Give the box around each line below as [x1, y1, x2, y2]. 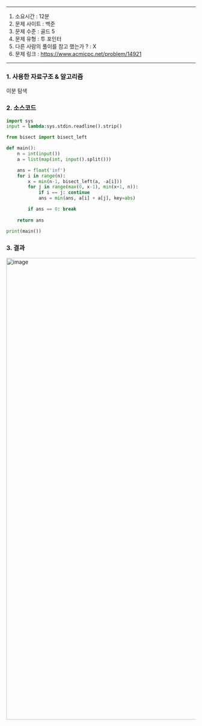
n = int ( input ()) [17, 151, 61, 157]
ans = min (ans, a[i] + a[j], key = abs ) [38, 195, 136, 202]
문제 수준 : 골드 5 [14, 28, 55, 35]
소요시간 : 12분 [14, 13, 50, 20]
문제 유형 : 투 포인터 [14, 36, 62, 42]
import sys [6, 118, 34, 124]
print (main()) [6, 228, 42, 234]
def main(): [6, 145, 36, 151]
